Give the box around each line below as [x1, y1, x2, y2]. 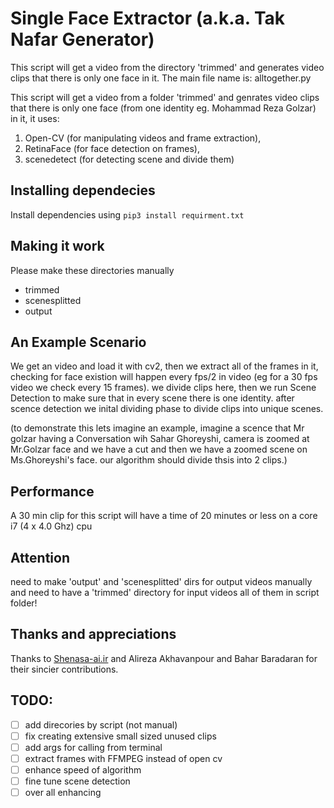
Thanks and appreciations [10, 626, 177, 643]
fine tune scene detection [24, 775, 131, 787]
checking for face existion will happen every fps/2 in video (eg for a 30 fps [10, 371, 318, 383]
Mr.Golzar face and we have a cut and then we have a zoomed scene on [10, 443, 308, 456]
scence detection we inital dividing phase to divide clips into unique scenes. [10, 403, 324, 415]
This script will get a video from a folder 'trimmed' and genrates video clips [10, 91, 320, 103]
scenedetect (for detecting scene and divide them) [24, 153, 235, 165]
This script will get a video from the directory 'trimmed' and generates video [10, 61, 325, 73]
